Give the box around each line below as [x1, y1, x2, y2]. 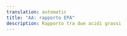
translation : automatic [6, 9, 67, 15]
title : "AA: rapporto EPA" [6, 15, 75, 21]
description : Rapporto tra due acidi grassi [6, 20, 122, 26]
